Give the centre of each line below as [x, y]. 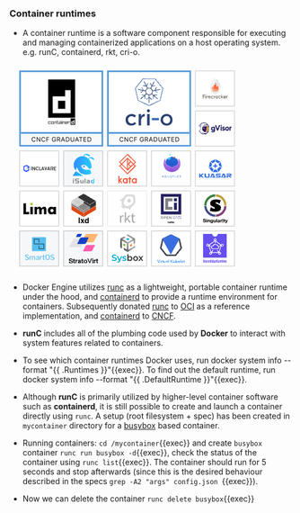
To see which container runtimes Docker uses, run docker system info [152, 360]
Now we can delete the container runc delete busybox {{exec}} [138, 499]
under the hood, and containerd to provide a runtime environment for [150, 297]
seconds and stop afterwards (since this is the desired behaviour [142, 472]
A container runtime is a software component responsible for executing [154, 33]
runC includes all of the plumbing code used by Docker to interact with [154, 333]
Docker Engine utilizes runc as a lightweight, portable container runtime [154, 287]
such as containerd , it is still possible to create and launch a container [152, 407]
